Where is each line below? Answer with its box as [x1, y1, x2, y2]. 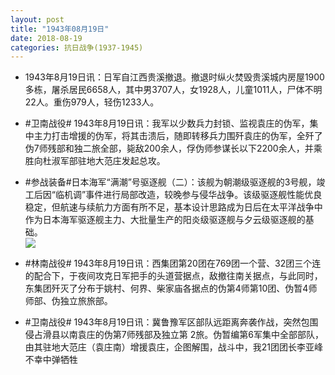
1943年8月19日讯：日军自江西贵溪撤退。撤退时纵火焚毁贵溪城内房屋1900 [24, 71, 325, 83]
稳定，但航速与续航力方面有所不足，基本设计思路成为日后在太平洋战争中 [24, 201, 323, 213]
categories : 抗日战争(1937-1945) [10, 42, 144, 53]
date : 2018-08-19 [10, 33, 83, 43]
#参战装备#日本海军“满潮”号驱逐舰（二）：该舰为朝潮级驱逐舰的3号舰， [24, 176, 317, 188]
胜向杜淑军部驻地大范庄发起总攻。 [24, 155, 166, 167]
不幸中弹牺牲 [24, 354, 78, 366]
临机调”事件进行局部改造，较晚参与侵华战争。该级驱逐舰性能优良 [54, 189, 323, 201]
